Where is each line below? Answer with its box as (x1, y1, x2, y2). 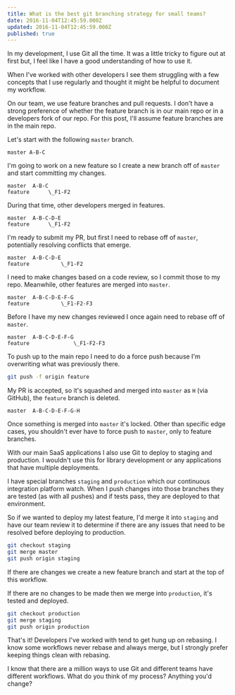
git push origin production (7, 623, 90, 630)
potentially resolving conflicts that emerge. (7, 241, 132, 249)
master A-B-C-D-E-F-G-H (7, 407, 80, 415)
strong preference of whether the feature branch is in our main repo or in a (7, 107, 224, 115)
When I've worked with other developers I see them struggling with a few (7, 71, 220, 79)
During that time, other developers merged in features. (7, 201, 165, 210)
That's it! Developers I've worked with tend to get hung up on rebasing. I (7, 636, 217, 644)
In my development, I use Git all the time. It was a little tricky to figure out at (7, 49, 226, 58)
